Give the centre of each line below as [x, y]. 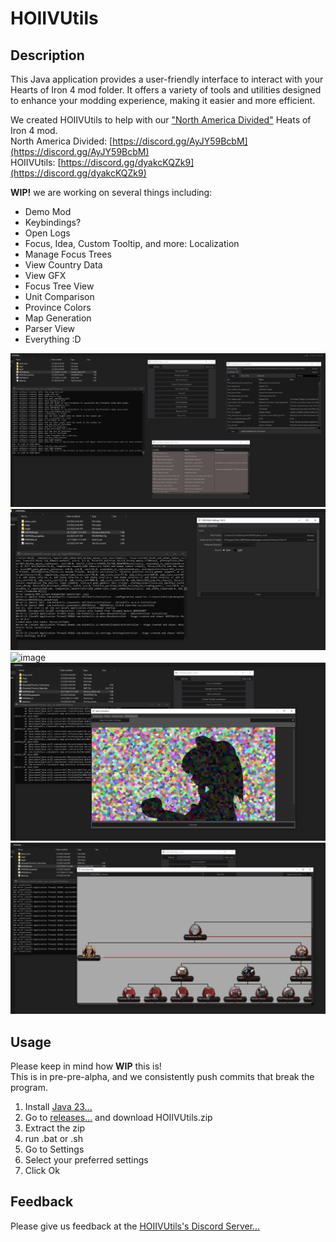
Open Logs [47, 233]
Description [47, 55]
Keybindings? [53, 222]
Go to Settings [54, 1149]
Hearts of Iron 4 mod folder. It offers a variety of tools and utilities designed [166, 90]
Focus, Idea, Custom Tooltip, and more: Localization [132, 243]
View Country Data [63, 265]
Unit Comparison [59, 296]
